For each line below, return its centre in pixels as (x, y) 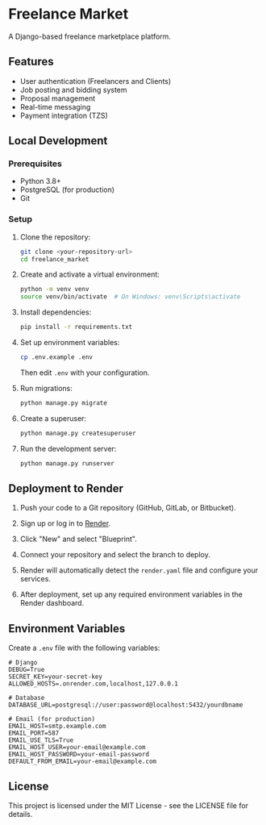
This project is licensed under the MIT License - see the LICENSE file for (128, 806)
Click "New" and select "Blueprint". (78, 539)
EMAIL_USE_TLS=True (41, 740)
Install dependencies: (56, 312)
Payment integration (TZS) (64, 115)
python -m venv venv (54, 290)
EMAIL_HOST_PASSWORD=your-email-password (79, 755)
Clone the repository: (55, 237)
